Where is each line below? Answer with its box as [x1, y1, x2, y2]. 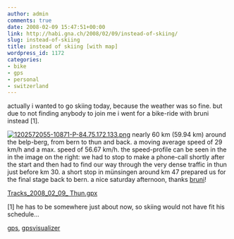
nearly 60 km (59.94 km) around [131, 130, 227, 139]
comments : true [7, 17, 52, 24]
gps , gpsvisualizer [7, 223, 61, 233]
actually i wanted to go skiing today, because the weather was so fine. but [7, 102, 223, 110]
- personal [7, 75, 39, 83]
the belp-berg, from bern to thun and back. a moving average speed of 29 [7, 138, 223, 147]
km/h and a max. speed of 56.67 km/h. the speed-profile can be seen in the [7, 145, 227, 154]
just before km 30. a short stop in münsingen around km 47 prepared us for [7, 168, 226, 176]
